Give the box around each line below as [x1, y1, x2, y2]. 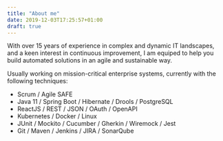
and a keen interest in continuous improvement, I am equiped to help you [7, 49, 214, 57]
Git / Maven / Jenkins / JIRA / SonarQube [17, 127, 134, 135]
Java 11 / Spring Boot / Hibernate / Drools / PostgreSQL [17, 98, 173, 106]
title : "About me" [7, 10, 60, 17]
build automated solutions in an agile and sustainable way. [7, 56, 172, 65]
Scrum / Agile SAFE [17, 90, 73, 98]
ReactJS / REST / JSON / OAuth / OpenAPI [17, 105, 138, 113]
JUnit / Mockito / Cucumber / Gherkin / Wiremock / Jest [17, 120, 176, 128]
